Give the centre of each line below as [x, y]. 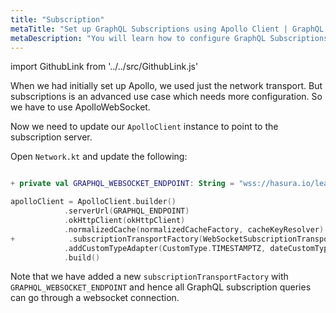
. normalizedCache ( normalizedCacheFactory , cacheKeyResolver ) [194, 229]
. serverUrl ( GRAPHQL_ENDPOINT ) [126, 211]
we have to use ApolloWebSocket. [80, 107]
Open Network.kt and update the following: [99, 157]
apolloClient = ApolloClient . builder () [93, 202]
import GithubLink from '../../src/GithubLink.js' [104, 67]
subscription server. [51, 137]
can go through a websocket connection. [95, 298]
